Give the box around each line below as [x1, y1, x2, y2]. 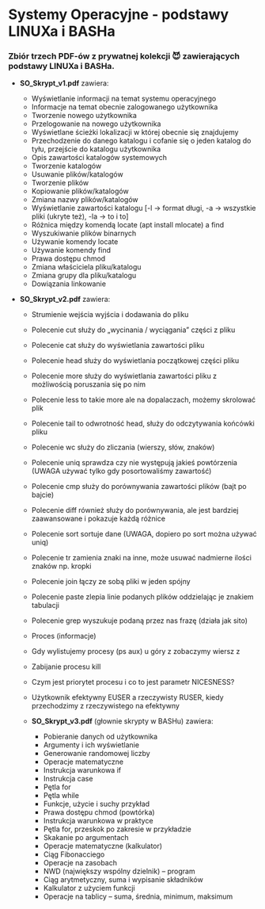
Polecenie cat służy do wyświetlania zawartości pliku [31, 341, 205, 350]
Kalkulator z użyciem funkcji [43, 884, 136, 893]
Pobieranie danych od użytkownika [43, 731, 158, 742]
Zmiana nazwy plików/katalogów [31, 195, 138, 204]
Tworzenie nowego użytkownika [31, 111, 137, 120]
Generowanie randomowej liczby [43, 749, 150, 758]
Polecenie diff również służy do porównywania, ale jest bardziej [31, 506, 239, 515]
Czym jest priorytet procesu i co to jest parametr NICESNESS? [31, 678, 235, 687]
